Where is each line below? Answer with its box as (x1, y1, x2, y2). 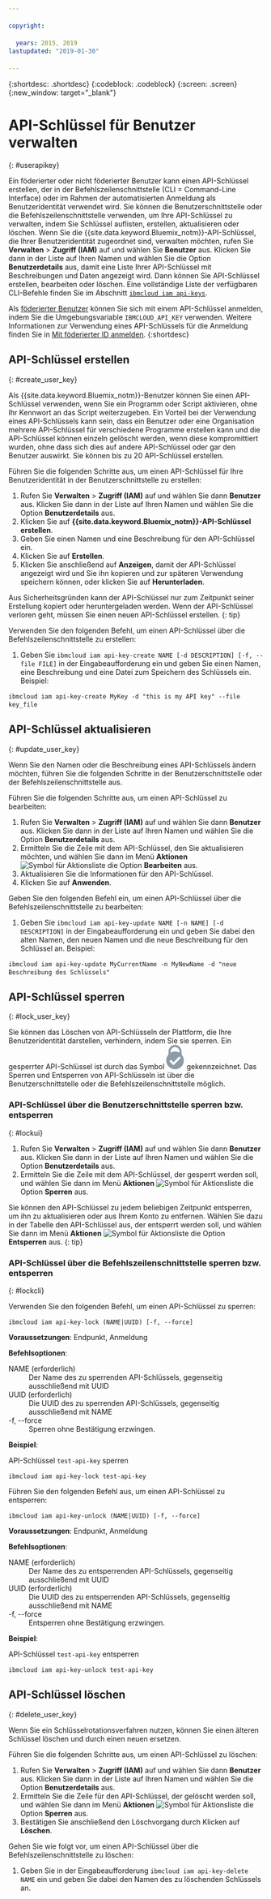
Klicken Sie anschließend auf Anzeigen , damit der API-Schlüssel (19, 560, 236, 569)
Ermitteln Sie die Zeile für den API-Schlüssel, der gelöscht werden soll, (19, 1791, 256, 1801)
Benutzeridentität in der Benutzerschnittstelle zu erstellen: (8, 475, 202, 484)
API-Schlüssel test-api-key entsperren (8, 1649, 139, 1659)
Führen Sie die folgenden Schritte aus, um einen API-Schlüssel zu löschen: (8, 1749, 258, 1759)
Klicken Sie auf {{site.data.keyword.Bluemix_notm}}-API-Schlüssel (19, 516, 252, 526)
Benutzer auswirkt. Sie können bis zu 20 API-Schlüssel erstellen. (8, 450, 224, 460)
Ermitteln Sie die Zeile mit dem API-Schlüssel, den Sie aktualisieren (19, 843, 244, 853)
